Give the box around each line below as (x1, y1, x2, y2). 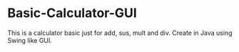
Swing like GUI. (7, 36, 52, 44)
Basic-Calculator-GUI (7, 5, 137, 21)
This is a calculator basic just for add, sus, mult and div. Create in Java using (7, 28, 233, 37)
